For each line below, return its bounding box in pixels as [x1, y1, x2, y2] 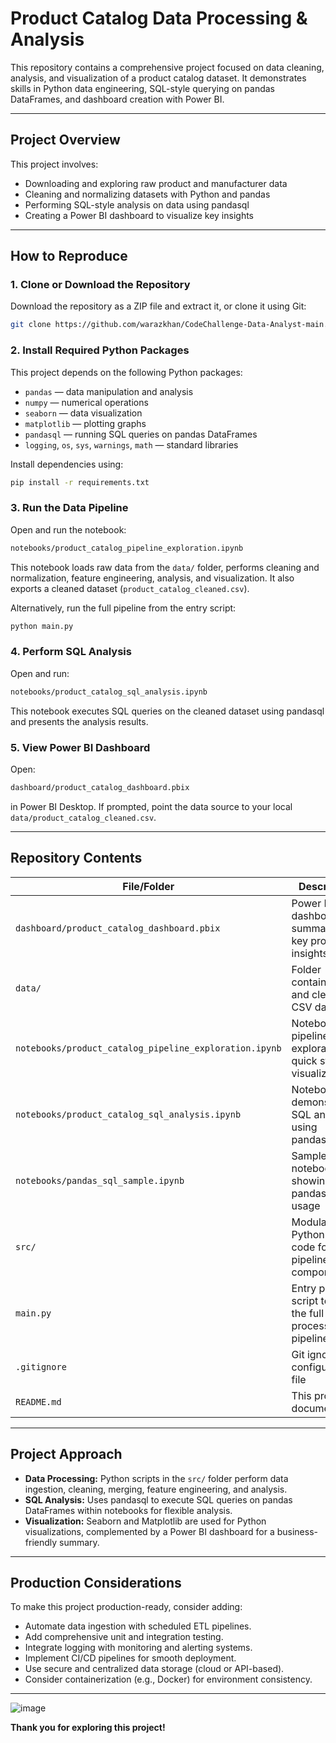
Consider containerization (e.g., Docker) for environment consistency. [24, 1673, 313, 1686]
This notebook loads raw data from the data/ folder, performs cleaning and [10, 561, 320, 573]
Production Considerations [10, 1574, 182, 1591]
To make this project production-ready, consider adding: [10, 1601, 243, 1613]
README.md [15, 1396, 62, 1407]
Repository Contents [10, 850, 143, 867]
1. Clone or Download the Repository [10, 278, 191, 292]
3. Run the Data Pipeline [10, 501, 129, 515]
